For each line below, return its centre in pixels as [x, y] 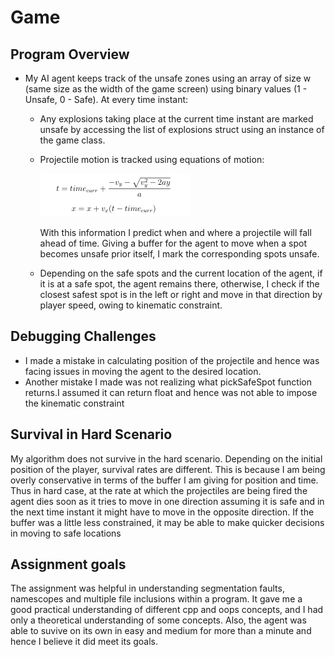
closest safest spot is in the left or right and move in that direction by [181, 294]
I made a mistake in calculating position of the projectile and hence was [172, 360]
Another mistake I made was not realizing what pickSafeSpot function [168, 382]
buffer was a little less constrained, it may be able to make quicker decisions [167, 522]
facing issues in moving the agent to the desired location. [143, 371]
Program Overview [70, 54]
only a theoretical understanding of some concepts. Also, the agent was [158, 620]
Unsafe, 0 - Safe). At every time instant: [106, 99]
